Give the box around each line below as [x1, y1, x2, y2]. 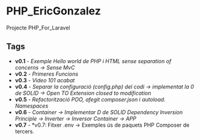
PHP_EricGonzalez [6, 4, 101, 18]
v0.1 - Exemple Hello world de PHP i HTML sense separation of [14, 57, 172, 64]
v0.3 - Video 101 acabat [14, 76, 75, 84]
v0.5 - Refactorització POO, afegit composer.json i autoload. [14, 96, 166, 103]
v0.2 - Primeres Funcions [14, 70, 79, 78]
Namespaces [14, 102, 49, 109]
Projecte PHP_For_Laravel [6, 24, 70, 31]
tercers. [14, 127, 35, 135]
